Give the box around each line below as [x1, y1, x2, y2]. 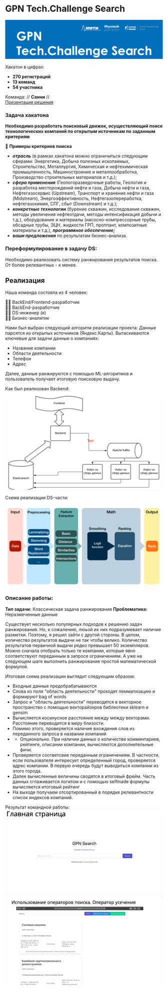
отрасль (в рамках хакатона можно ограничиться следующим [12, 153, 148, 159]
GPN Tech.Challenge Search [5, 3, 125, 14]
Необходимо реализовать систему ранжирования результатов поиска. [5, 256, 158, 262]
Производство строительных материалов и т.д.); [12, 174, 117, 180]
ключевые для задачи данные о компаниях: [5, 335, 99, 341]
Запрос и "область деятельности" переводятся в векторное [12, 699, 141, 705]
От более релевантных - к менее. [5, 262, 77, 268]
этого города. [12, 768, 42, 774]
